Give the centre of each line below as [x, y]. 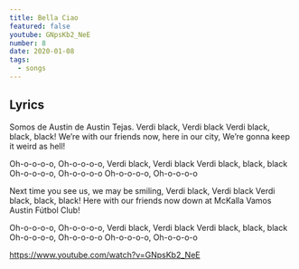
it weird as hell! [37, 146]
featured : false [40, 26]
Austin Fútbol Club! [45, 210]
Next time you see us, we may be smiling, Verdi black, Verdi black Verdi [142, 190]
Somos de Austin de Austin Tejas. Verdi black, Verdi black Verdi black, [140, 127]
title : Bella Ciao [44, 18]
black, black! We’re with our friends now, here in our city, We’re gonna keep [150, 136]
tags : [19, 60]
